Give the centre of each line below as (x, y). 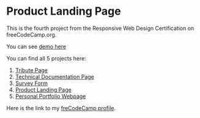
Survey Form (31, 83)
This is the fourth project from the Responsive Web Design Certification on (100, 28)
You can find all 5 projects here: (46, 58)
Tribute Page (31, 70)
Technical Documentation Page (55, 76)
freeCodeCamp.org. (31, 34)
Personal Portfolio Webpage (50, 96)
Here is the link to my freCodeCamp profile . (61, 108)
